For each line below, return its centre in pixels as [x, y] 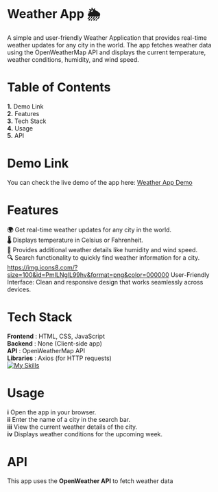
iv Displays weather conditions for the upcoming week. [85, 434]
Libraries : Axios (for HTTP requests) [59, 358]
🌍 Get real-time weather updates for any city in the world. [89, 230]
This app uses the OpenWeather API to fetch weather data [90, 481]
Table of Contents [59, 88]
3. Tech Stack [27, 121]
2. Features [23, 113]
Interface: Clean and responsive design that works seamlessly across [105, 282]
